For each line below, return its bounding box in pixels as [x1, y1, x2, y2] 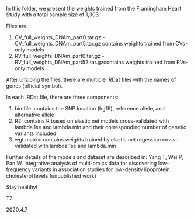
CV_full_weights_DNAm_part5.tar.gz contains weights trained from [14, 40, 174, 47]
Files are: [6, 23, 28, 29]
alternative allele [14, 111, 54, 118]
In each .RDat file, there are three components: [6, 94, 119, 101]
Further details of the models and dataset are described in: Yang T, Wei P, [6, 154, 183, 160]
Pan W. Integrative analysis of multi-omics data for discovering [6, 160, 157, 167]
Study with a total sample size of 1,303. [6, 11, 101, 18]
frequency [6, 166, 31, 173]
